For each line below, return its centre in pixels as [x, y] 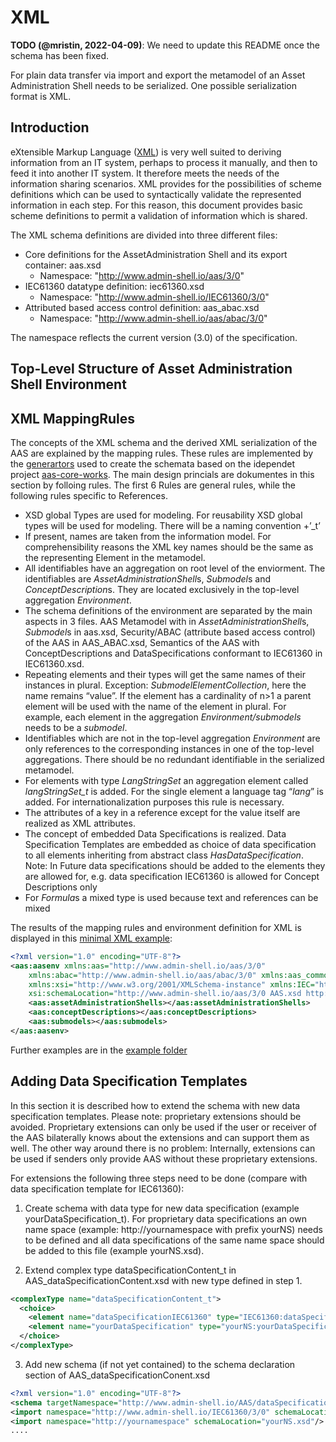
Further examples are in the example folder [99, 1050]
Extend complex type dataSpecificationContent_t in [130, 1270]
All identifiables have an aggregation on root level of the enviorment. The [175, 568]
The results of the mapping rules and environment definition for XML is [156, 927]
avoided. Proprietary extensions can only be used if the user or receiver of [163, 1127]
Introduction [50, 127]
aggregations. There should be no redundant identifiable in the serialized [174, 759]
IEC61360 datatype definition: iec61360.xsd [114, 286]
